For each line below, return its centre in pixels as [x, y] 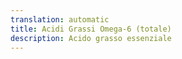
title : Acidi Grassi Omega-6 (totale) [91, 29]
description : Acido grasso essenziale [91, 38]
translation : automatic [60, 19]
